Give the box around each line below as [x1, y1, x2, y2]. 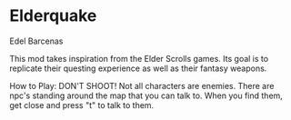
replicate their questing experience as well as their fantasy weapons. [9, 63, 267, 74]
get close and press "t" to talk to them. [9, 99, 155, 110]
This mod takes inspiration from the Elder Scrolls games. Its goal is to [9, 53, 269, 64]
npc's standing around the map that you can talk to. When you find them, [9, 90, 284, 101]
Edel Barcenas [9, 35, 64, 46]
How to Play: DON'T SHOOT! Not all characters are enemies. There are [9, 80, 275, 91]
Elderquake [9, 5, 97, 26]
